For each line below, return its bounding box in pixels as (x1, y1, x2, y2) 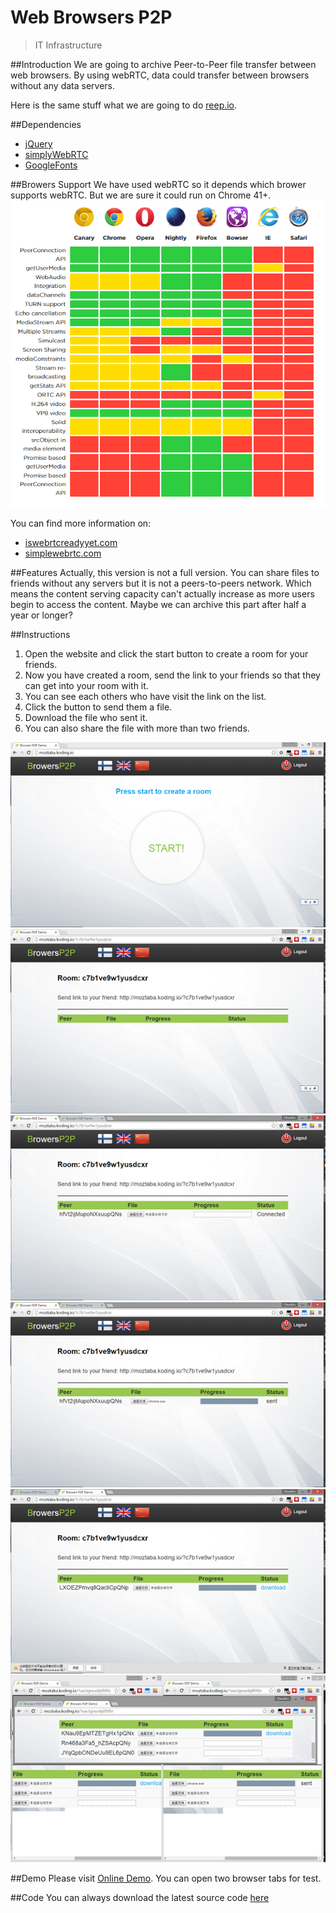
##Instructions (10, 628, 71, 640)
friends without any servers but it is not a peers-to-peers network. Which (10, 577, 312, 589)
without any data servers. (10, 79, 116, 91)
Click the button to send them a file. (24, 701, 173, 713)
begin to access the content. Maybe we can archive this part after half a (10, 598, 307, 610)
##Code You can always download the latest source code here (10, 1892, 270, 1904)
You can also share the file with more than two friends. (24, 722, 250, 734)
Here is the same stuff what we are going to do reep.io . (10, 99, 238, 111)
